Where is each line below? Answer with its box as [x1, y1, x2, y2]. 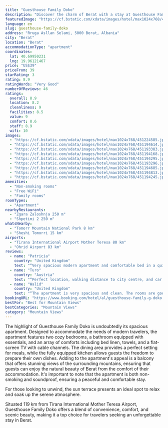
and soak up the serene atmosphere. [5, 391, 81, 397]
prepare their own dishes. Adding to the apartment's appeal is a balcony [5, 355, 154, 361]
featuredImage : [5, 16, 37, 21]
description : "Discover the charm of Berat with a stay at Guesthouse [5, 12, 155, 17]
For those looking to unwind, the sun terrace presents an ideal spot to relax [5, 386, 160, 392]
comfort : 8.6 [9, 118, 37, 124]
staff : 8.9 [9, 123, 32, 128]
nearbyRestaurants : [5, 207, 46, 212]
